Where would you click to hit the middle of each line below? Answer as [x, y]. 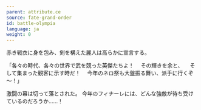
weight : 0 [19, 35]
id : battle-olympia [31, 23]
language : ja [23, 29]
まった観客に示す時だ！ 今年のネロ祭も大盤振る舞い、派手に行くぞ [108, 73]
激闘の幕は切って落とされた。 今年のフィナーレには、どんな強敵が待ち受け [100, 94]
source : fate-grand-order [39, 18]
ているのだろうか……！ [35, 101]
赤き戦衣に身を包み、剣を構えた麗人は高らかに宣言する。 [78, 53]
